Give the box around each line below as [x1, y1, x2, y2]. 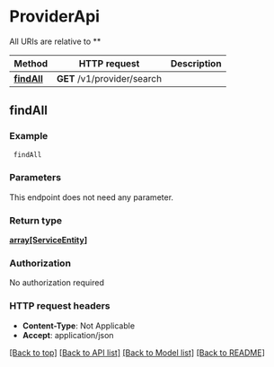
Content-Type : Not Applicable [22, 320, 136, 331]
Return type [9, 214, 63, 226]
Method [13, 57, 49, 69]
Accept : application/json [22, 329, 114, 340]
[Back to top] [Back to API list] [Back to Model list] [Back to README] [9, 347, 265, 358]
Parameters [9, 171, 61, 184]
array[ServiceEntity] [9, 235, 88, 246]
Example [9, 130, 49, 143]
